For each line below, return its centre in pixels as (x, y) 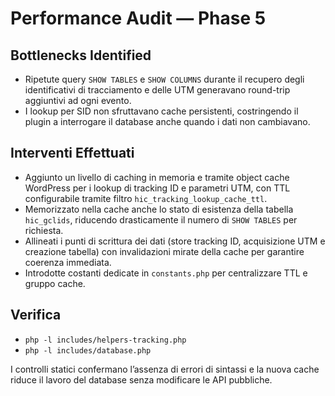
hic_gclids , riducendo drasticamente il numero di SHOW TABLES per (161, 219)
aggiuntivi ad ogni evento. (78, 100)
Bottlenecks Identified (81, 55)
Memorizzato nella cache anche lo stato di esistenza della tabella (159, 209)
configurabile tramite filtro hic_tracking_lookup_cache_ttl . (146, 198)
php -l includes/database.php (88, 350)
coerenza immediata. (68, 262)
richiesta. (44, 230)
